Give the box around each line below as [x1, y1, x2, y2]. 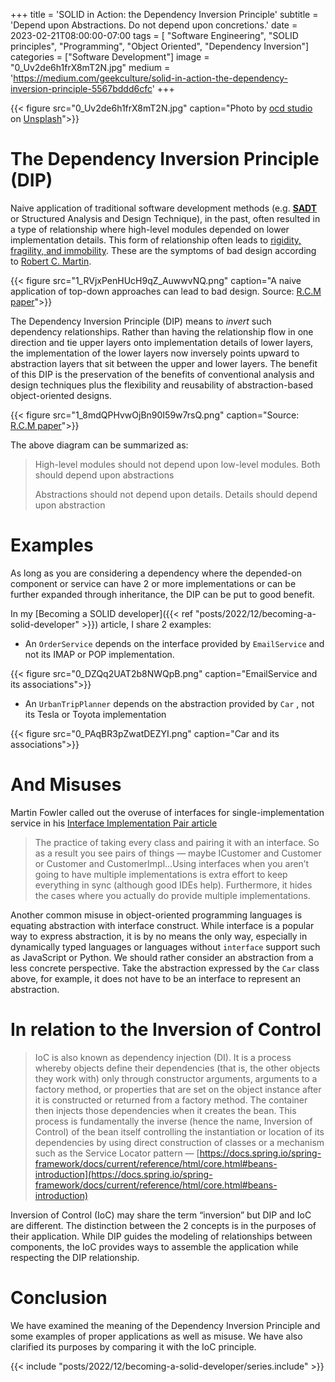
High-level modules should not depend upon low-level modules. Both [34, 458, 321, 470]
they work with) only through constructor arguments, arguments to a [34, 1072, 318, 1084]
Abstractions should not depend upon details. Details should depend [34, 488, 318, 500]
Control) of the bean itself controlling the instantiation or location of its [34, 1125, 325, 1138]
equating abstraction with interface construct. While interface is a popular [10, 919, 315, 931]
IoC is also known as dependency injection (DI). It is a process [34, 1051, 292, 1063]
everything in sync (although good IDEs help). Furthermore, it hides [34, 879, 313, 891]
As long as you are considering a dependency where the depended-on [10, 567, 302, 579]
